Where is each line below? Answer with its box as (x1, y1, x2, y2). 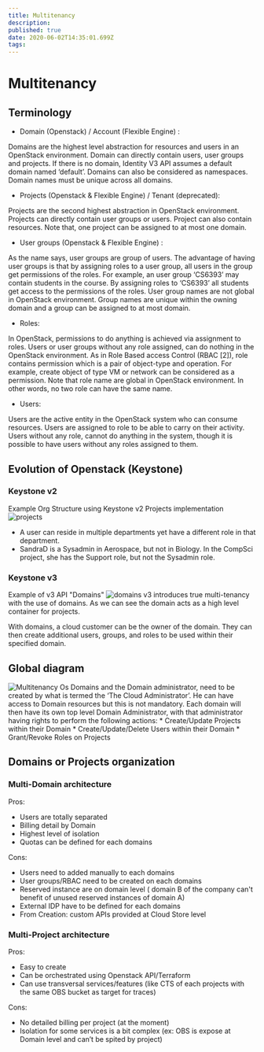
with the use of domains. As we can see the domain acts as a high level (8, 599, 240, 608)
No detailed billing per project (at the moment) (19, 1017, 170, 1027)
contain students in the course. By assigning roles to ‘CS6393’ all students (8, 279, 249, 288)
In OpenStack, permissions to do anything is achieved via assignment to (8, 334, 241, 343)
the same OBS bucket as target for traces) (19, 987, 156, 996)
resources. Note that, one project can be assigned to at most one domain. (8, 223, 247, 232)
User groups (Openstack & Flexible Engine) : (19, 238, 163, 248)
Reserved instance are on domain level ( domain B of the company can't (19, 884, 254, 894)
